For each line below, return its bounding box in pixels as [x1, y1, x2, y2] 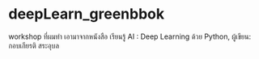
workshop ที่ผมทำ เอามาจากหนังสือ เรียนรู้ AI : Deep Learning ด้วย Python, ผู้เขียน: [8, 32, 252, 41]
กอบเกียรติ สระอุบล [8, 40, 59, 50]
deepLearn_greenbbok [8, 5, 164, 23]
